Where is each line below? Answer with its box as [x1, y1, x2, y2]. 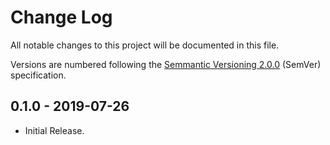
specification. [10, 69, 67, 81]
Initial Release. [24, 124, 85, 136]
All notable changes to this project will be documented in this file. [10, 39, 280, 51]
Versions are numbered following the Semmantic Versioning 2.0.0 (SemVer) [10, 58, 322, 70]
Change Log [10, 6, 113, 29]
